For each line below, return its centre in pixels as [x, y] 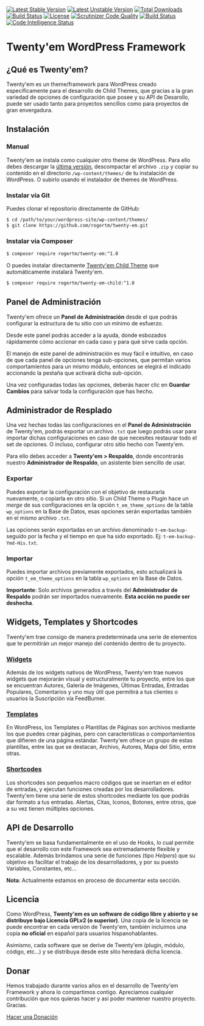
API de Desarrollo [40, 828]
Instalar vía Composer [40, 241]
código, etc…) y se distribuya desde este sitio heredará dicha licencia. [94, 952]
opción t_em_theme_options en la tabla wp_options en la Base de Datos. [95, 578]
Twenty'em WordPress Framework [96, 47]
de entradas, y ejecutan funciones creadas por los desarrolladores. [90, 789]
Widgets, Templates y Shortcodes [72, 622]
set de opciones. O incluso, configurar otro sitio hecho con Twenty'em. [95, 444]
